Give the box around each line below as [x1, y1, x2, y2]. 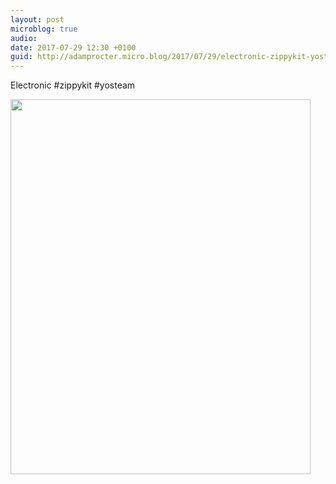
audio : [10, 33, 38, 43]
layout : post [10, 14, 65, 25]
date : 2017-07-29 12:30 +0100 [10, 42, 137, 53]
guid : [10, 52, 33, 62]
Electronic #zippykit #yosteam [10, 79, 136, 91]
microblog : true [10, 24, 78, 34]
